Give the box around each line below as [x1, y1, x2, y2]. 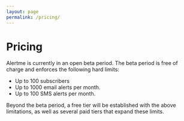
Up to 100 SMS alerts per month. [14, 90, 96, 97]
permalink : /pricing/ [6, 14, 61, 20]
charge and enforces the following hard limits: [6, 66, 120, 73]
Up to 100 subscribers [14, 77, 70, 85]
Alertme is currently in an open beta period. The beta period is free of [6, 60, 178, 67]
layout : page [6, 8, 39, 15]
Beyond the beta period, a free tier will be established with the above [6, 102, 176, 109]
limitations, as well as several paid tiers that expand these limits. [6, 108, 164, 115]
